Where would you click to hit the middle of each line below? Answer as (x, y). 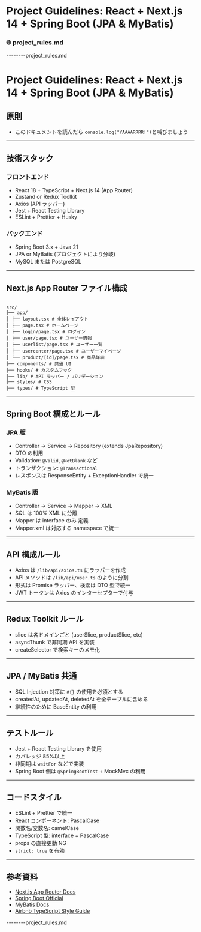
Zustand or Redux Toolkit (46, 197)
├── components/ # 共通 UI (39, 364)
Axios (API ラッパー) (40, 204)
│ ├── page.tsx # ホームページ (42, 325)
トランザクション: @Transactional (56, 468)
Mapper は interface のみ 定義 (51, 521)
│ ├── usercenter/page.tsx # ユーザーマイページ (64, 351)
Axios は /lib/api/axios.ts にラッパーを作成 (70, 570)
